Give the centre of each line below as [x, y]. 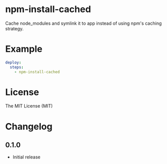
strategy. [14, 28]
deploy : [13, 62]
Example [24, 49]
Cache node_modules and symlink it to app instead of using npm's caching [83, 23]
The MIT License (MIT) [29, 106]
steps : [17, 67]
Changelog [29, 126]
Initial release [26, 157]
